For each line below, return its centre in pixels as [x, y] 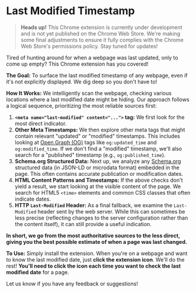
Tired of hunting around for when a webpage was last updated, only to [92, 57]
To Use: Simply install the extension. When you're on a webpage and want [97, 253]
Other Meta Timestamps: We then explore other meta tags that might [100, 130]
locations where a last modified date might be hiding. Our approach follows [98, 99]
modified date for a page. [38, 272]
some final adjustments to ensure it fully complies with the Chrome [102, 40]
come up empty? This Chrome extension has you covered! [78, 64]
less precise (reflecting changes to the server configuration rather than [101, 218]
